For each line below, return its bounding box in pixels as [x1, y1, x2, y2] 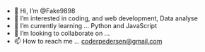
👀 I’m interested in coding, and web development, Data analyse [13, 14, 198, 22]
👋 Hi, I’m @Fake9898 [13, 7, 76, 15]
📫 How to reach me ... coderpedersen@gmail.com [13, 37, 163, 45]
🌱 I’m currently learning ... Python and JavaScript [13, 22, 158, 30]
